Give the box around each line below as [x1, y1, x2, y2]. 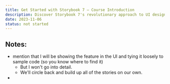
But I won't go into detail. [20, 64, 72, 70]
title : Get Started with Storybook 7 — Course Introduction [5, 7, 135, 13]
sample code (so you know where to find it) [12, 59, 104, 65]
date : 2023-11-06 [5, 17, 42, 22]
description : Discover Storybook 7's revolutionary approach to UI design [5, 12, 166, 17]
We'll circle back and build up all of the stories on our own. [20, 69, 143, 75]
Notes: [5, 40, 27, 48]
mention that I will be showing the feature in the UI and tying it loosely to [12, 53, 163, 59]
